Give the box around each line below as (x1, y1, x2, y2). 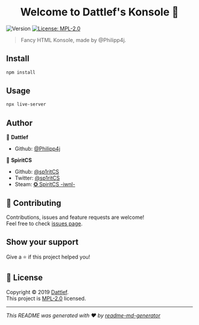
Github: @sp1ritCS (14, 168, 59, 176)
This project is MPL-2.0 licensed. (6, 295, 86, 302)
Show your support (6, 237, 79, 247)
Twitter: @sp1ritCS (14, 174, 60, 181)
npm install (6, 69, 36, 75)
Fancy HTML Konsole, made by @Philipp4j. (20, 36, 126, 43)
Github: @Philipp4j (14, 145, 60, 152)
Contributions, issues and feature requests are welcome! (6, 214, 145, 221)
